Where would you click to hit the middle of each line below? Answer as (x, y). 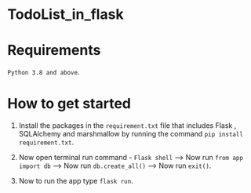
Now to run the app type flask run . (76, 181)
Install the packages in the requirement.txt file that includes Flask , (127, 126)
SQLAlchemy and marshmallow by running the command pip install (131, 134)
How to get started (69, 104)
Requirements (54, 51)
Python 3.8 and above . (44, 72)
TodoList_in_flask (65, 15)
